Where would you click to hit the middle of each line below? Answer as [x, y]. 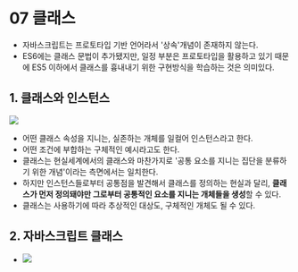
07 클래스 [42, 18]
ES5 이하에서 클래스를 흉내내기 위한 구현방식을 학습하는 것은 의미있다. [153, 67]
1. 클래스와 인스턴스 [59, 98]
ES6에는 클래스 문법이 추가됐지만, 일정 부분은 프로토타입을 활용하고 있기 [147, 55]
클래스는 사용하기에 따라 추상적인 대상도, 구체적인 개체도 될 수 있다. [139, 205]
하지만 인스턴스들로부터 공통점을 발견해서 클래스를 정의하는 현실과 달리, [146, 183]
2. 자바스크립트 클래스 [66, 237]
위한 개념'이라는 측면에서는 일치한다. [95, 172]
